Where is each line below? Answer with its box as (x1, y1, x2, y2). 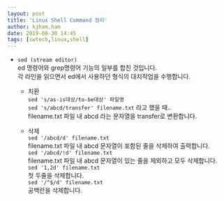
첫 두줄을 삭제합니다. (27, 172, 84, 180)
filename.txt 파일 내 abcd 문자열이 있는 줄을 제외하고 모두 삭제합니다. (27, 156, 218, 165)
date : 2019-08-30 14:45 (7, 29, 77, 37)
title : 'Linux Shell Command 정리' (7, 17, 108, 24)
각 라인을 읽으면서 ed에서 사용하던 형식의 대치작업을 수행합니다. (17, 73, 191, 81)
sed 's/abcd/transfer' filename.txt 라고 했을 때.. (27, 103, 172, 112)
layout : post (7, 10, 45, 17)
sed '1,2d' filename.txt (27, 165, 100, 172)
